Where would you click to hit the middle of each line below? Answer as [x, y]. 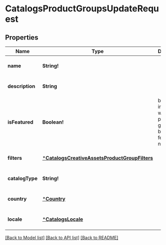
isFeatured [21, 122]
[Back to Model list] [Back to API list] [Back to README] [62, 238]
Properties [22, 37]
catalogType [23, 178]
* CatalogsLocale [62, 219]
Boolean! [53, 122]
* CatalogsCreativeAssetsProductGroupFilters [98, 158]
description [21, 86]
